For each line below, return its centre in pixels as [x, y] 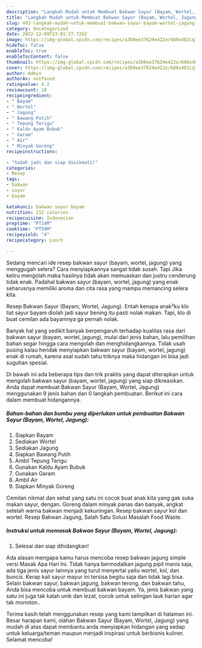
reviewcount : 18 [26, 90]
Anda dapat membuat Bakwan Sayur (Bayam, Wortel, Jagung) [83, 387]
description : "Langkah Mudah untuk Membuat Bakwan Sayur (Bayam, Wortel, [101, 12]
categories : [21, 168]
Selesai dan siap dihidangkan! [52, 546]
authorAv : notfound [31, 79]
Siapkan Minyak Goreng [44, 486]
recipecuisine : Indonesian [40, 218]
